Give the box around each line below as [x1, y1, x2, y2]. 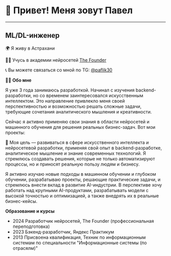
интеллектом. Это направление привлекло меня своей [5, 98, 125, 104]
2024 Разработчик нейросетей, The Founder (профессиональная [12, 218, 154, 224]
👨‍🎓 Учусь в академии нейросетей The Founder [5, 57, 107, 63]
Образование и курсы [5, 208, 55, 214]
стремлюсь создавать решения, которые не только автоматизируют [5, 155, 155, 161]
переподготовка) [12, 223, 50, 229]
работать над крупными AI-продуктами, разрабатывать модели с [5, 187, 149, 193]
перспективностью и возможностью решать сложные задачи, [5, 103, 141, 109]
